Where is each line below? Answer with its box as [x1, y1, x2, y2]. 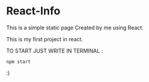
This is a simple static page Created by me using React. [6, 24, 144, 31]
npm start [6, 59, 31, 65]
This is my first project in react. [6, 35, 83, 42]
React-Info [6, 4, 61, 18]
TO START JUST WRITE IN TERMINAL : [6, 47, 103, 54]
